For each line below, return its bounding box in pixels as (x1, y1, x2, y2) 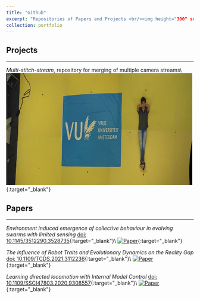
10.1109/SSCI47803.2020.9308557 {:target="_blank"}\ (6, 279, 138, 286)
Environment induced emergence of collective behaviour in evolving (6, 224, 173, 232)
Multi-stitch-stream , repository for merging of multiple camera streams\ (6, 66, 182, 74)
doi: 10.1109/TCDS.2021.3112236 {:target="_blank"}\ (6, 255, 132, 262)
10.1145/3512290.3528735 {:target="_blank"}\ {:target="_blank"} (6, 238, 183, 244)
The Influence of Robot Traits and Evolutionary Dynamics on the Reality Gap (6, 249, 194, 256)
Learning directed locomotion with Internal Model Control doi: (6, 273, 158, 280)
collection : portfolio (6, 22, 62, 28)
